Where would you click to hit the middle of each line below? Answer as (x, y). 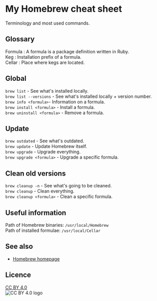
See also (19, 246)
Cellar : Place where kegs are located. (45, 62)
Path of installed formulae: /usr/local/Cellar (53, 230)
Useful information (36, 213)
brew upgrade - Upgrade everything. (43, 152)
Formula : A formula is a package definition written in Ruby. (67, 51)
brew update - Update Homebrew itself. (46, 146)
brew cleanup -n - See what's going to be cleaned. (59, 186)
